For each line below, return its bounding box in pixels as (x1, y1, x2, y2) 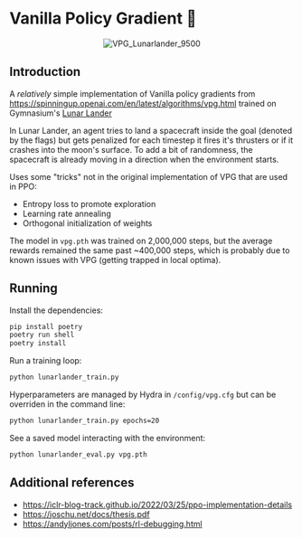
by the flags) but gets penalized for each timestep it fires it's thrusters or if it (9, 135, 294, 146)
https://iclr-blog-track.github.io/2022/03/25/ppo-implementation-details (22, 499, 292, 510)
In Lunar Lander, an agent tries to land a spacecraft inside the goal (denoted (9, 125, 292, 136)
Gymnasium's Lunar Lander (9, 108, 113, 118)
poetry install (9, 339, 67, 348)
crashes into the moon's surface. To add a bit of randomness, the (9, 144, 253, 155)
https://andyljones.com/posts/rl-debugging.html (22, 518, 203, 529)
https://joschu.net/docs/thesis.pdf (22, 508, 151, 519)
